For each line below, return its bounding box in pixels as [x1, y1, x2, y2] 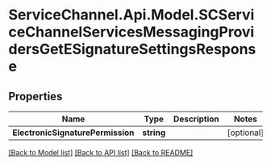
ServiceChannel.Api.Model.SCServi [8, 6, 255, 24]
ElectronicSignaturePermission [12, 127, 135, 138]
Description [173, 113, 219, 125]
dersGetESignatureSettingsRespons [8, 40, 256, 58]
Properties [8, 89, 63, 103]
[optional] [227, 127, 265, 138]
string [142, 127, 166, 138]
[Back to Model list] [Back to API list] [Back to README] [8, 148, 194, 157]
